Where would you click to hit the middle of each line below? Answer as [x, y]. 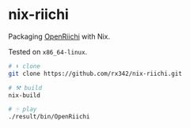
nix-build [25, 95]
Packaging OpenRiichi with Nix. [59, 36]
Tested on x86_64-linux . [48, 51]
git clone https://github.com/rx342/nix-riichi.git [95, 73]
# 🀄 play [23, 109]
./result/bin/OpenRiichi [49, 117]
